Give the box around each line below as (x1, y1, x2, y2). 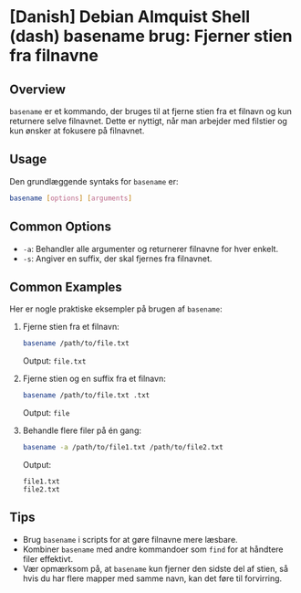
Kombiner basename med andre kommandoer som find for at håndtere (22, 544, 284, 555)
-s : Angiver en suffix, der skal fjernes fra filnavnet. (22, 253, 213, 264)
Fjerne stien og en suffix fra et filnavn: (22, 373, 166, 385)
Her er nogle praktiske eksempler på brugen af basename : (9, 303, 223, 314)
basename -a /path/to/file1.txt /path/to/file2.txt (22, 443, 223, 452)
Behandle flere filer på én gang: (22, 425, 142, 436)
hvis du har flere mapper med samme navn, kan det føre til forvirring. (22, 573, 283, 584)
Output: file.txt (22, 355, 87, 366)
